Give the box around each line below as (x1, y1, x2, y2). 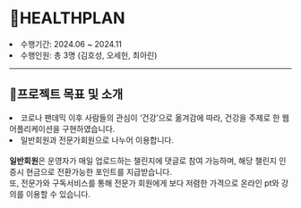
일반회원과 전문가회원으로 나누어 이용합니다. (21, 134, 175, 146)
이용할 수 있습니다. (25, 188, 91, 199)
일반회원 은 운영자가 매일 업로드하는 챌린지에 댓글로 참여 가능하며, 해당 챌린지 (9, 155, 278, 166)
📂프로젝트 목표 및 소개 (9, 87, 124, 102)
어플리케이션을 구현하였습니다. (9, 123, 116, 134)
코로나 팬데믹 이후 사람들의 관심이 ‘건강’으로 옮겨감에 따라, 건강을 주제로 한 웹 (21, 112, 289, 123)
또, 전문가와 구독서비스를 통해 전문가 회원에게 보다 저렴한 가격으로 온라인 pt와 (9, 178, 279, 188)
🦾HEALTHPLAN (9, 8, 125, 29)
